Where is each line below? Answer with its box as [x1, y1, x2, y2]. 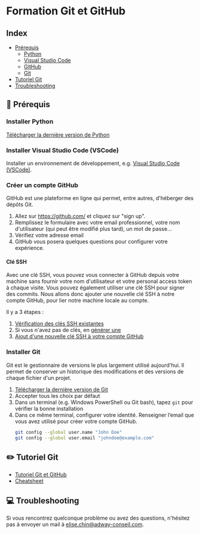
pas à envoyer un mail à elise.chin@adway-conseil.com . [6, 521, 144, 528]
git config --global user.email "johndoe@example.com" [14, 435, 155, 441]
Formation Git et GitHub [6, 4, 126, 18]
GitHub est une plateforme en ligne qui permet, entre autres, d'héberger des [6, 195, 194, 202]
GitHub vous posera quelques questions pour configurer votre [14, 238, 168, 245]
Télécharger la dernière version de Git [14, 385, 109, 393]
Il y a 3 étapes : [6, 309, 44, 316]
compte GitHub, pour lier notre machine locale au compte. [6, 297, 149, 304]
